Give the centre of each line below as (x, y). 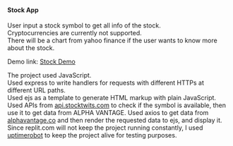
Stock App (23, 10)
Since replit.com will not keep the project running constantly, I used (105, 128)
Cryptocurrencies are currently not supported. (75, 33)
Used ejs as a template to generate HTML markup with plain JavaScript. (112, 98)
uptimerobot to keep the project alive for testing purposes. (92, 135)
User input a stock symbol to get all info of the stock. (84, 25)
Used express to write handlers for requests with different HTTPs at (106, 83)
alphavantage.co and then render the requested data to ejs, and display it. (115, 121)
